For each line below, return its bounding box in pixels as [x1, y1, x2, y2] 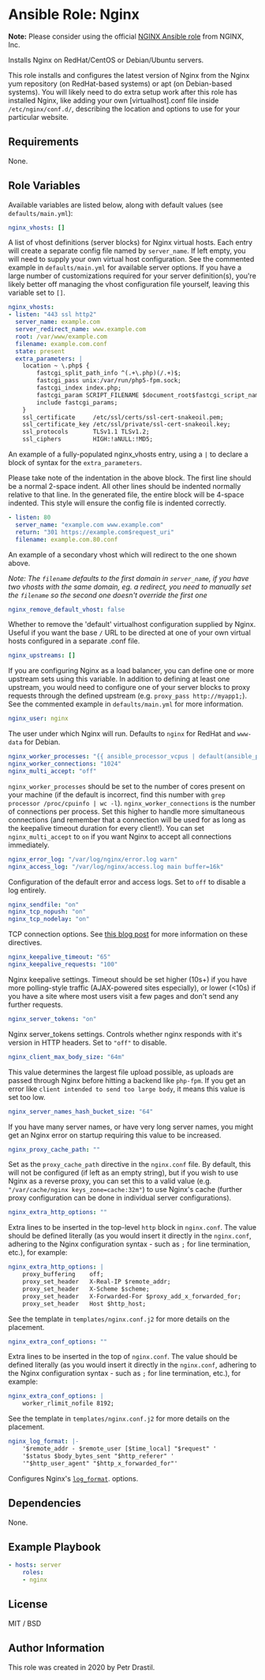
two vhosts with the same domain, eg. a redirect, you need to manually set [8, 582, 252, 591]
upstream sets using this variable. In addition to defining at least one [8, 674, 230, 684]
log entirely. [8, 885, 47, 895]
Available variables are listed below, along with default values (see [8, 199, 223, 210]
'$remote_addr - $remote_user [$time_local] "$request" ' [22, 1445, 217, 1453]
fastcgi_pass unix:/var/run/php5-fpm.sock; [36, 377, 181, 385]
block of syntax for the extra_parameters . [8, 458, 143, 467]
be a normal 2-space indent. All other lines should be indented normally [8, 482, 241, 491]
